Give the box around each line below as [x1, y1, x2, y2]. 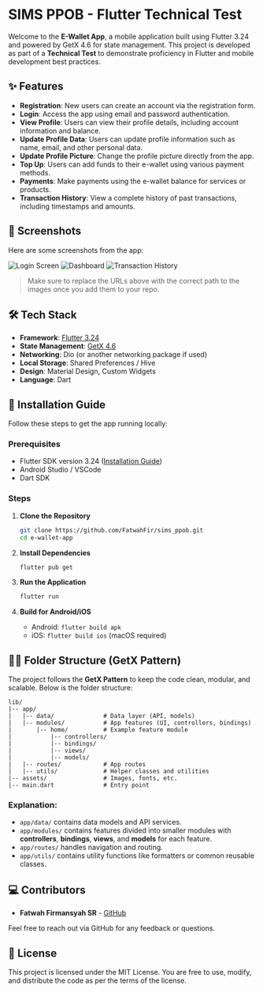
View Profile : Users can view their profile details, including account [19, 117, 239, 127]
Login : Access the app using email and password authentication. [19, 109, 231, 118]
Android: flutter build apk [31, 623, 122, 632]
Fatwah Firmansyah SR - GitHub [19, 908, 127, 918]
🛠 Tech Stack [8, 308, 77, 322]
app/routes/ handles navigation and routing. [19, 843, 163, 852]
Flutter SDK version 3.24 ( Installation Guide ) [19, 457, 163, 466]
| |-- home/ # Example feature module [8, 726, 189, 734]
